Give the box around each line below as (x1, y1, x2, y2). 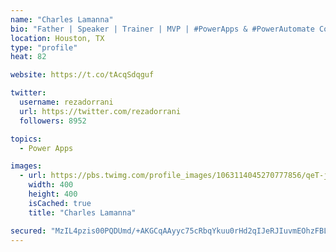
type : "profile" (10, 42, 78, 53)
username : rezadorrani (19, 97, 114, 107)
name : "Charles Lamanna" (10, 14, 114, 25)
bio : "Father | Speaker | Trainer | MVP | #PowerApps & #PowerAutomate (10, 24, 315, 34)
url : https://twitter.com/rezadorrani (19, 106, 182, 116)
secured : (10, 226, 47, 236)
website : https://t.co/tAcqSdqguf (10, 70, 155, 80)
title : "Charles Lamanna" (28, 207, 137, 218)
